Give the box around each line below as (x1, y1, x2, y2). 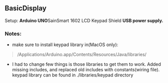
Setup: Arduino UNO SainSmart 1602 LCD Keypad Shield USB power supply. (5, 17, 163, 23)
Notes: (5, 30, 22, 37)
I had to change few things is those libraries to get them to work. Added (12, 61, 161, 67)
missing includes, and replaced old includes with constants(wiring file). (12, 67, 160, 73)
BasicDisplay (5, 4, 46, 13)
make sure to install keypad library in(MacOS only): (12, 41, 119, 48)
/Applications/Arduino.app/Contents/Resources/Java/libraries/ (17, 52, 147, 58)
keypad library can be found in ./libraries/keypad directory (12, 72, 134, 78)
